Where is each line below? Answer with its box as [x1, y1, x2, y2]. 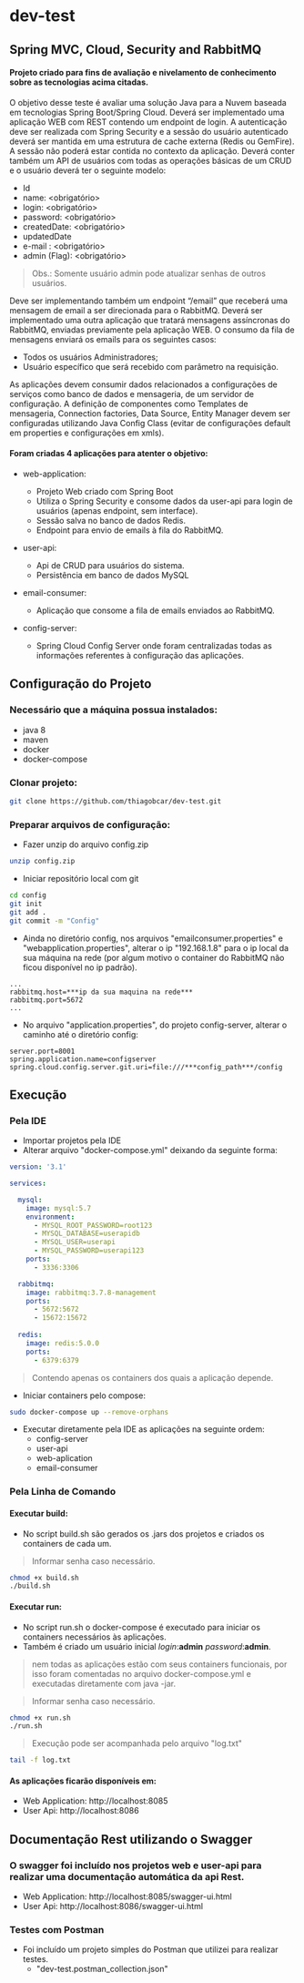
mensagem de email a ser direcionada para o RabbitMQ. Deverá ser [9, 304, 263, 315]
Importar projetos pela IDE [22, 1135, 121, 1146]
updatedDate [22, 230, 72, 241]
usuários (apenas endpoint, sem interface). [35, 505, 198, 516]
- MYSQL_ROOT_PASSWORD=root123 [33, 1221, 153, 1230]
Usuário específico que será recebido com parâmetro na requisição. [22, 361, 279, 372]
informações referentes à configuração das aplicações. [35, 649, 244, 660]
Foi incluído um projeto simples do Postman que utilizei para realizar [22, 1944, 279, 1955]
